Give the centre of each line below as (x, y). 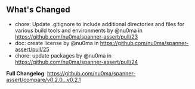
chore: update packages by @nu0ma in (63, 55)
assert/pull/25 (32, 49)
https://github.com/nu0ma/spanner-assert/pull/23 (76, 36)
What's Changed (38, 10)
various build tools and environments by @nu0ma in (79, 30)
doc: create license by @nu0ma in (57, 43)
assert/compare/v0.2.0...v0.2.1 (44, 80)
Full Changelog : (26, 73)
